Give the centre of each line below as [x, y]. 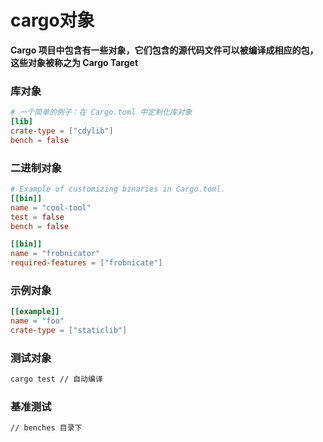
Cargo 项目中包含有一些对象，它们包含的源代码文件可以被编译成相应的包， [164, 50]
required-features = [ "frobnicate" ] [86, 263]
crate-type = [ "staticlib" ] [69, 331]
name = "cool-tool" [51, 207]
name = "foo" [37, 321]
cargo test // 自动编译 [56, 379]
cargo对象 [52, 20]
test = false [37, 217]
